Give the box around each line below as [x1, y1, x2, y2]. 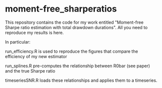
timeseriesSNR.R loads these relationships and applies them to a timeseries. [5, 77, 158, 83]
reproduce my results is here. [5, 29, 64, 35]
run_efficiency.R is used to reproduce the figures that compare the [5, 48, 138, 54]
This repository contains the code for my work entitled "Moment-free [5, 19, 144, 25]
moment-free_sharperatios [5, 3, 117, 15]
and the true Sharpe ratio [5, 68, 55, 73]
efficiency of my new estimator [5, 53, 67, 59]
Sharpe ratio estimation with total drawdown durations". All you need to [5, 24, 148, 30]
